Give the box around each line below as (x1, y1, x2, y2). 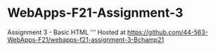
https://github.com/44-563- (127, 28, 209, 36)
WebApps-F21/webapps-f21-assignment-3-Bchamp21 (7, 35, 164, 43)
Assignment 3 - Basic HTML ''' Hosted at (7, 28, 126, 36)
